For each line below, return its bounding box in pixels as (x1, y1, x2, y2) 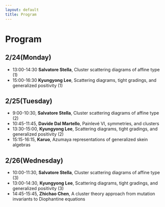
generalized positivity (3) (12, 186, 64, 192)
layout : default (5, 7, 39, 12)
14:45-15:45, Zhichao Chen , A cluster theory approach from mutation (12, 191, 156, 197)
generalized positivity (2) (12, 131, 64, 137)
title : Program (5, 12, 37, 17)
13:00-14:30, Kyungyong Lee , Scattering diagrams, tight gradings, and (12, 180, 158, 186)
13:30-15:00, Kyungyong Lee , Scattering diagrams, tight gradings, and (12, 126, 158, 132)
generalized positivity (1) (12, 82, 63, 88)
